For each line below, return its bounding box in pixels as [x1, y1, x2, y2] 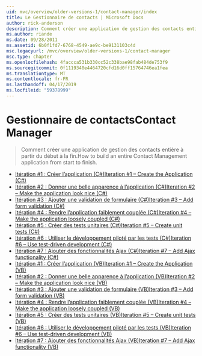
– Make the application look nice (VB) [14, 279, 108, 286]
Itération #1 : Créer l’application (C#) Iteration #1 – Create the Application [14, 170, 194, 178]
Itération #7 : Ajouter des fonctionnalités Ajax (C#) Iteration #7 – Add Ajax [14, 247, 195, 254]
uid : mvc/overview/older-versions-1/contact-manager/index [6, 8, 158, 15]
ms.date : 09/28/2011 [6, 37, 58, 43]
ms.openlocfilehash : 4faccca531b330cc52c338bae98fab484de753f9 [6, 59, 168, 65]
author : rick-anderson [6, 20, 63, 26]
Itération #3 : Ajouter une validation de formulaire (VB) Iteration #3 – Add [14, 286, 194, 293]
